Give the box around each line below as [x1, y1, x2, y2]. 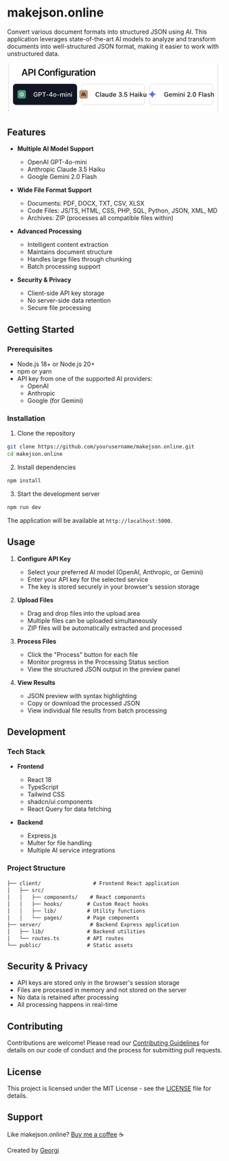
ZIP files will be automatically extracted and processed [27, 624, 182, 632]
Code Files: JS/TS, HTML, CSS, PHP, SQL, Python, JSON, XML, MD [27, 206, 218, 215]
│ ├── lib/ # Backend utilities [7, 928, 146, 935]
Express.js [27, 832, 57, 840]
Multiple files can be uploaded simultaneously [27, 616, 158, 625]
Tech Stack [7, 746, 46, 756]
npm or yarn [16, 367, 52, 376]
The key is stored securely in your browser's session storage [27, 583, 200, 591]
